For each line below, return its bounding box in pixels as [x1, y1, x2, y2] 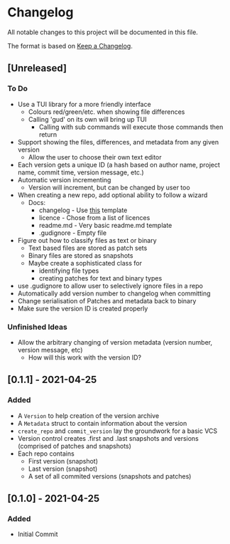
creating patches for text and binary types [38, 273, 163, 282]
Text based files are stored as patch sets [28, 244, 148, 252]
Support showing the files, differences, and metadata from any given [17, 137, 219, 146]
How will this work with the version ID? [28, 353, 142, 362]
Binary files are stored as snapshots [28, 251, 133, 260]
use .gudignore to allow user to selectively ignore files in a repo [17, 281, 204, 290]
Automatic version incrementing [17, 175, 111, 184]
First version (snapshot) [28, 456, 98, 465]
